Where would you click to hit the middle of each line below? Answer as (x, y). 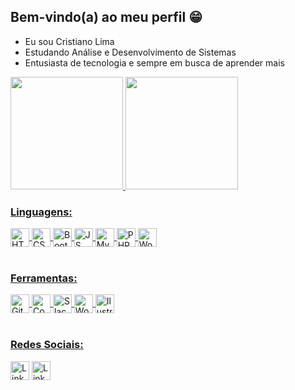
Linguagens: (41, 212)
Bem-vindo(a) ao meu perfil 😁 (106, 17)
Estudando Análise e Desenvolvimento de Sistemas (130, 52)
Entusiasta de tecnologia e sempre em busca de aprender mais (154, 62)
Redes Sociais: (47, 345)
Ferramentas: (44, 278)
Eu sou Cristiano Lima (69, 41)
